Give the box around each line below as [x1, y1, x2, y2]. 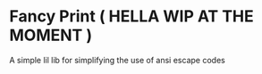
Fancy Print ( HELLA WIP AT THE [9, 6, 255, 27]
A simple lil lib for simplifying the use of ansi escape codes [9, 54, 225, 65]
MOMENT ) [9, 25, 92, 45]
